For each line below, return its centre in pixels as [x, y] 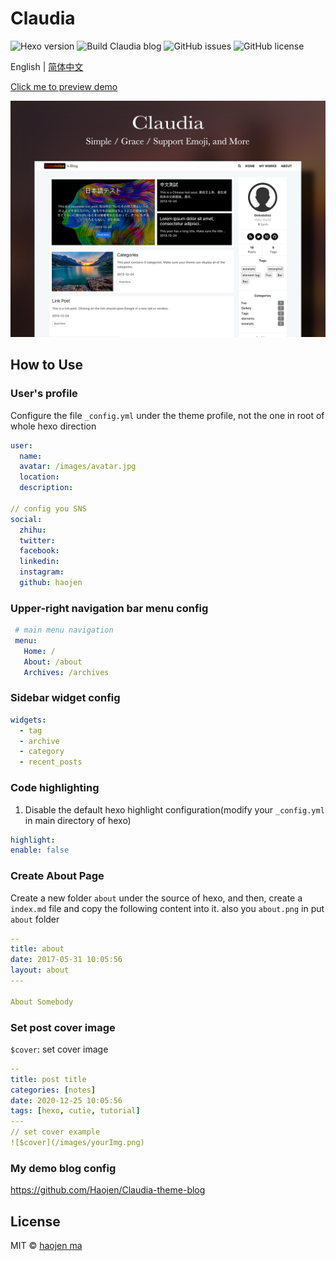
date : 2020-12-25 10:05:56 [66, 1100]
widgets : [28, 720]
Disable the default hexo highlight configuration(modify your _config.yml [174, 809]
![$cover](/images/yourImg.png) [77, 1143]
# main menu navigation [64, 630]
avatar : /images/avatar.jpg [78, 467]
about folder [35, 919]
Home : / [39, 651]
